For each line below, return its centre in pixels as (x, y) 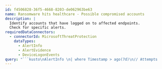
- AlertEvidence (34, 50)
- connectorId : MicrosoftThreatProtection (53, 37)
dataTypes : (25, 41)
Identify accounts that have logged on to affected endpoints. (75, 23)
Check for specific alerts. (38, 28)
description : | (20, 18)
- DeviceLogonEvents (39, 55)
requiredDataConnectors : (30, 32)
